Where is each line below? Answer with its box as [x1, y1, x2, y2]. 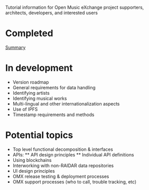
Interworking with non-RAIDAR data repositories [12, 162, 114, 169]
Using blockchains [12, 157, 52, 163]
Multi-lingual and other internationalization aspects [12, 100, 120, 106]
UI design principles [12, 168, 55, 174]
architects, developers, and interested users [5, 10, 98, 16]
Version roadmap [12, 79, 49, 85]
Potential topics [5, 129, 73, 141]
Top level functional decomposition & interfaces [12, 146, 113, 152]
